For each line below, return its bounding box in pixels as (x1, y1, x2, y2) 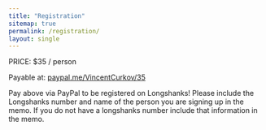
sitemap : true (8, 19, 57, 28)
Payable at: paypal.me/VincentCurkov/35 (8, 72, 146, 82)
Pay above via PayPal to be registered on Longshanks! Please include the (8, 89, 255, 98)
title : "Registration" (8, 11, 85, 20)
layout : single (8, 34, 60, 43)
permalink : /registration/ (8, 27, 100, 35)
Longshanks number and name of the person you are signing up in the (8, 97, 244, 106)
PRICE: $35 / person (8, 57, 77, 67)
